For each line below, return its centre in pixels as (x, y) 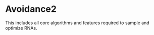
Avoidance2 (31, 9)
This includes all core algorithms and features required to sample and (78, 23)
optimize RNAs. (21, 28)
